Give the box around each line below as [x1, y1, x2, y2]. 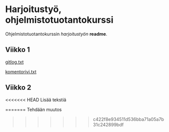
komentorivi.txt [5, 69, 37, 75]
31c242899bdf [93, 121, 124, 127]
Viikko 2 [5, 83, 32, 92]
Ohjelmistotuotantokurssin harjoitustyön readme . [5, 31, 107, 37]
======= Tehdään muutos [5, 106, 62, 112]
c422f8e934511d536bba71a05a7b [93, 116, 164, 122]
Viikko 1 [5, 45, 30, 54]
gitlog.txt [5, 59, 24, 65]
